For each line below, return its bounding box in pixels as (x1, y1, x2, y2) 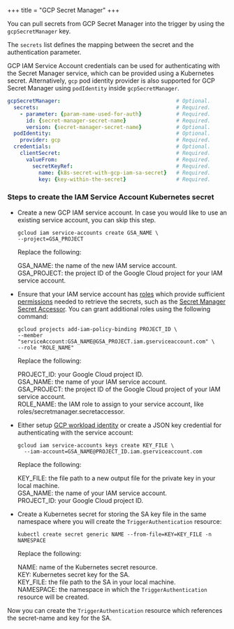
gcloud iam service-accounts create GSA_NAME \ (17, 229, 159, 236)
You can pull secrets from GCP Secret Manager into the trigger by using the (7, 20, 225, 27)
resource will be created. (17, 593, 89, 601)
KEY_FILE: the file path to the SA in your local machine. (17, 578, 176, 586)
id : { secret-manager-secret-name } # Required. (25, 117, 211, 124)
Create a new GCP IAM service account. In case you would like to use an (17, 208, 227, 217)
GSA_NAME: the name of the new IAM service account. (17, 261, 177, 269)
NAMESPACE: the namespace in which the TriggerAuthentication (17, 585, 207, 593)
